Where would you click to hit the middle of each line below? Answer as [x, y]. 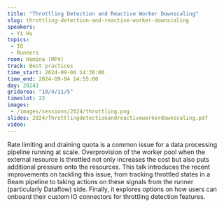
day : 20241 [23, 85]
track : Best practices [40, 66]
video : [17, 124]
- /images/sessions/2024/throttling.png [70, 111]
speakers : [22, 27]
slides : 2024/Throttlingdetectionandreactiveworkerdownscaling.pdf [108, 118]
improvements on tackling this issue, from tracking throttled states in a [109, 174]
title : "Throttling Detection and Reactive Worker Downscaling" [103, 14]
